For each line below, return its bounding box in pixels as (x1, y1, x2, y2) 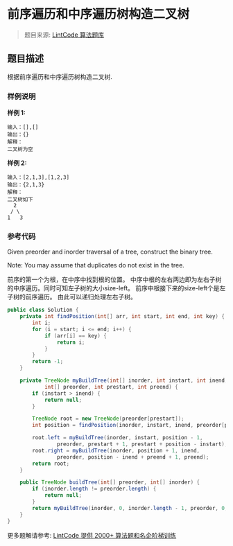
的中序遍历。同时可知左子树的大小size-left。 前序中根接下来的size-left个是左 (7, 284, 226, 292)
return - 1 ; (32, 358, 64, 365)
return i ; (56, 339, 85, 346)
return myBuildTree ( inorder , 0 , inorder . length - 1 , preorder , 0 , (32, 504, 228, 511)
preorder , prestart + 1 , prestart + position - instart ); (56, 441, 228, 448)
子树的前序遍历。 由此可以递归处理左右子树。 (7, 292, 137, 301)
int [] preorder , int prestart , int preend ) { (44, 383, 178, 390)
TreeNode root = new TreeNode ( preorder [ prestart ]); (32, 415, 185, 423)
